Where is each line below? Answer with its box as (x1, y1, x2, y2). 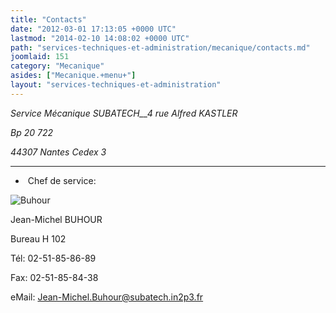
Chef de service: (27, 174, 97, 186)
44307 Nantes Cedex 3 (10, 146, 107, 158)
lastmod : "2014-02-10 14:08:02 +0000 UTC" (10, 33, 190, 43)
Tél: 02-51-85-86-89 (10, 252, 97, 264)
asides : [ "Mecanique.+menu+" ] (10, 71, 137, 81)
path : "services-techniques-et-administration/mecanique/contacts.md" (10, 42, 311, 53)
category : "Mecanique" (10, 61, 105, 71)
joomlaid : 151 (10, 52, 70, 62)
